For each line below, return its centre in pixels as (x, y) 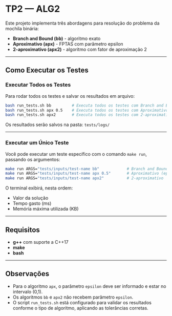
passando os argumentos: (33, 159)
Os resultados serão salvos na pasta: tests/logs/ (58, 125)
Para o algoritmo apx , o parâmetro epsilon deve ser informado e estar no (89, 286)
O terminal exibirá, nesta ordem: (39, 188)
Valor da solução (30, 198)
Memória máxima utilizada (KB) (46, 209)
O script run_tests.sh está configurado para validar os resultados (82, 302)
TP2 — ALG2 (33, 9)
